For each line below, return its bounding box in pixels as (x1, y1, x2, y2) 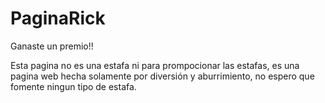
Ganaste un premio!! (10, 40, 94, 52)
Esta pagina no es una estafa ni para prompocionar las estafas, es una (10, 59, 300, 71)
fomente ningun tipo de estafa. (10, 80, 137, 92)
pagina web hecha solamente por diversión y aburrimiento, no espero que (10, 70, 315, 82)
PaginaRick (10, 7, 106, 30)
